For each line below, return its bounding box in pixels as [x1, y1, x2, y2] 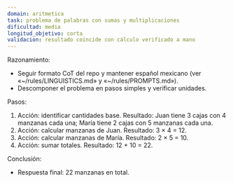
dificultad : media [7, 23, 61, 30]
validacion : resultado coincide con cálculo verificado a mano [7, 36, 196, 43]
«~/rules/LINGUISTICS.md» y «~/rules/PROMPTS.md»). [17, 76, 178, 85]
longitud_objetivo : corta [7, 29, 83, 37]
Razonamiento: [7, 55, 50, 64]
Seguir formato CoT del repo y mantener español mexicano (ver [17, 69, 202, 78]
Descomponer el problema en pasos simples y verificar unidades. [17, 84, 207, 93]
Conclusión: [7, 155, 42, 163]
